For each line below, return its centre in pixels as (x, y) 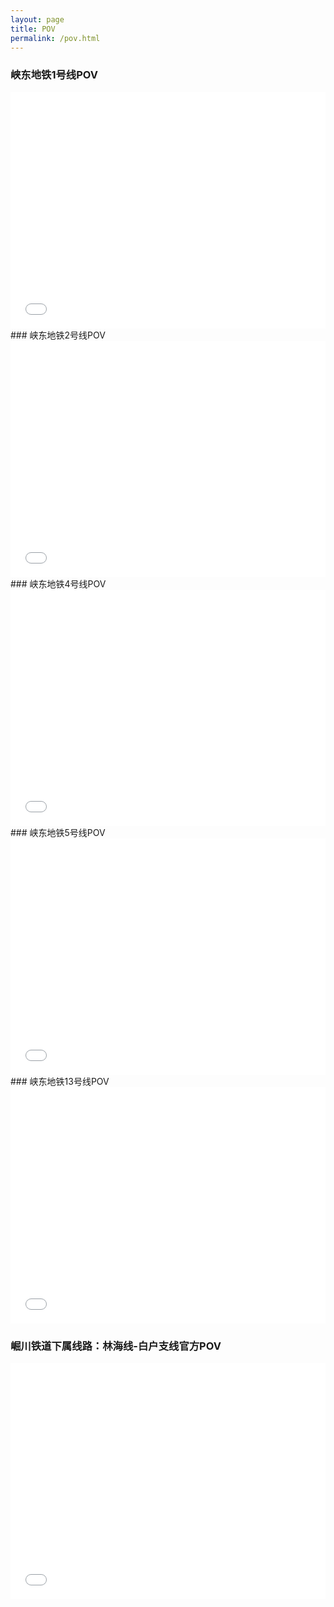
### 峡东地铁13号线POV (60, 1081)
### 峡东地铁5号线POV (58, 832)
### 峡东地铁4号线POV (58, 583)
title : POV (33, 29)
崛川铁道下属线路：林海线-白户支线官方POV (116, 1346)
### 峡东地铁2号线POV (58, 335)
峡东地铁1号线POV (54, 75)
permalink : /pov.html (55, 38)
